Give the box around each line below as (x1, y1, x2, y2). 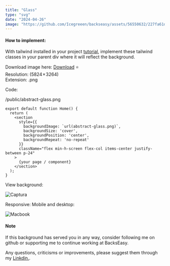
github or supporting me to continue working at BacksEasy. (5, 240, 129, 246)
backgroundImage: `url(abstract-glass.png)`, (23, 124, 121, 129)
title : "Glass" (5, 7, 37, 13)
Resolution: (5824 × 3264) (5, 72, 59, 78)
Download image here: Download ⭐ (5, 64, 79, 70)
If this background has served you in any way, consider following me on (5, 234, 155, 240)
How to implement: (5, 37, 47, 43)
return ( (10, 111, 28, 116)
